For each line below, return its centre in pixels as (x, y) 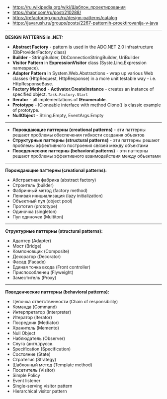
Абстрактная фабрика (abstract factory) (54, 180)
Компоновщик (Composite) (41, 251)
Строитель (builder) (33, 185)
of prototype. (26, 110)
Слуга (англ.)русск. (33, 344)
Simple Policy (26, 375)
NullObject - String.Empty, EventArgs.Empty (58, 115)
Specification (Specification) (42, 349)
